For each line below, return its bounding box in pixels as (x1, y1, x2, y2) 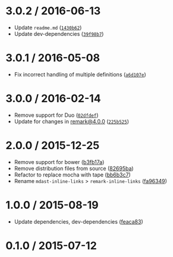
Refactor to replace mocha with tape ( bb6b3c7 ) (14, 171, 131, 178)
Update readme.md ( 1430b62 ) (14, 24, 82, 31)
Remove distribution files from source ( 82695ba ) (14, 165, 134, 172)
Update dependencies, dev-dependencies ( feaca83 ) (14, 218, 143, 225)
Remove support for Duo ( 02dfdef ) (14, 112, 99, 119)
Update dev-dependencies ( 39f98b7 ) (14, 30, 104, 37)
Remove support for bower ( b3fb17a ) (14, 158, 105, 165)
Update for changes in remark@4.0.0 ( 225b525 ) (14, 117, 129, 125)
